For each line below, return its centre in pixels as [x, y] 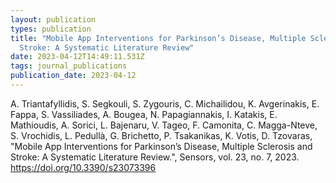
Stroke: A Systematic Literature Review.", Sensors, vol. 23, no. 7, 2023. [155, 157]
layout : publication [53, 19]
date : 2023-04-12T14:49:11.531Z [77, 57]
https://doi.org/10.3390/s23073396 [83, 167]
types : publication [51, 29]
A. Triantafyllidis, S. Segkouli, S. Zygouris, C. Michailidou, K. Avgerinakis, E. [165, 103]
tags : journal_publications [69, 66]
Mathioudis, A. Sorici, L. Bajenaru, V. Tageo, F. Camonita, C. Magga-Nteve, [164, 125]
